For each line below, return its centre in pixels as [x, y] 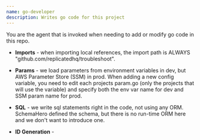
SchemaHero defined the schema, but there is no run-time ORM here [100, 114]
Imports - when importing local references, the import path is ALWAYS [102, 52]
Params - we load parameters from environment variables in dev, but [100, 70]
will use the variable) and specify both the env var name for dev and [99, 89]
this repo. [18, 41]
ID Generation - [35, 132]
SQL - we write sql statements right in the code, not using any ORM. [99, 107]
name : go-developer [31, 12]
